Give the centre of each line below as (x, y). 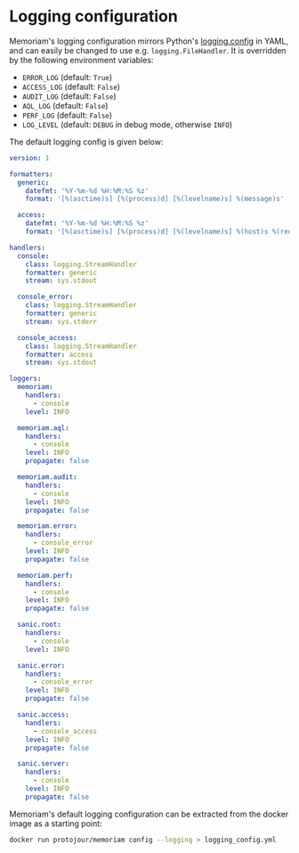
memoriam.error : (47, 526)
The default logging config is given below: (86, 142)
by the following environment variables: (81, 60)
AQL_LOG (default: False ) (65, 105)
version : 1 (29, 158)
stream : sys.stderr (61, 321)
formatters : (31, 174)
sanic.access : (43, 715)
